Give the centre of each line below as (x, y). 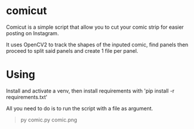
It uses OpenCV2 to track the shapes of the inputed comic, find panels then (97, 45)
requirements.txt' (27, 97)
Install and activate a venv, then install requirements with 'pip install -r (90, 91)
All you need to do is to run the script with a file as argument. (80, 108)
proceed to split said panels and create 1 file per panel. (72, 50)
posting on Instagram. (33, 33)
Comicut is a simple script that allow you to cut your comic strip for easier (95, 27)
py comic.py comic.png (49, 120)
